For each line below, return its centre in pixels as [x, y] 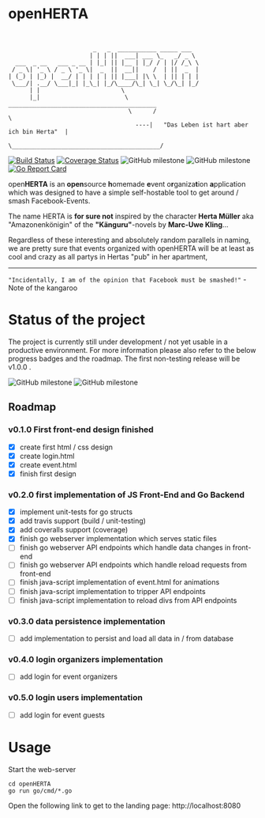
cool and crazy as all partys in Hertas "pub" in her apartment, [108, 256]
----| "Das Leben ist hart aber [192, 125]
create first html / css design [66, 447]
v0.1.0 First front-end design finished [81, 430]
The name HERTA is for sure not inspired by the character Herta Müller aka [131, 216]
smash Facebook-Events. [49, 201]
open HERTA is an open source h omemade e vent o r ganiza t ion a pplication [127, 184]
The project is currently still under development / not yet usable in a [118, 342]
